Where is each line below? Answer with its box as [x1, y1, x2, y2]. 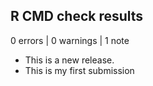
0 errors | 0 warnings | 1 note [10, 34, 130, 46]
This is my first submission [24, 64, 135, 76]
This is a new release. [24, 54, 115, 66]
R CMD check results [10, 8, 144, 25]
